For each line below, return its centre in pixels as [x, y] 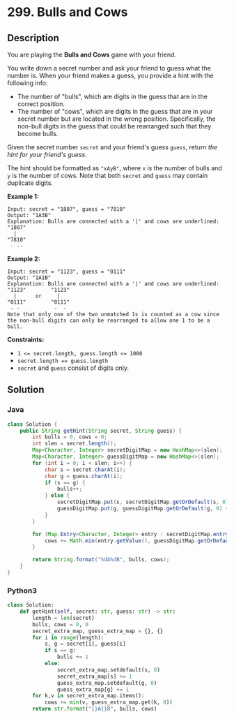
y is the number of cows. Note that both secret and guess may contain [108, 176]
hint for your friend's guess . [47, 155]
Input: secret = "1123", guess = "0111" [67, 272]
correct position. [41, 104]
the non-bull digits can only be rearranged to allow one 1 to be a [109, 320]
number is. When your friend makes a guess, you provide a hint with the [110, 75]
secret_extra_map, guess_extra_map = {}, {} [98, 631]
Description [33, 38]
